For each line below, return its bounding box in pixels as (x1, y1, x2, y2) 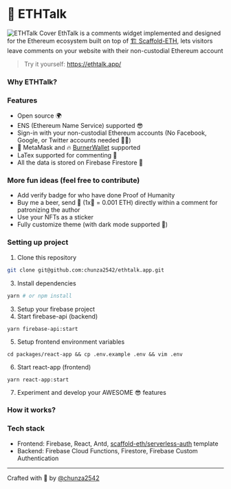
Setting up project (7, 237, 69, 247)
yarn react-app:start (7, 376, 69, 383)
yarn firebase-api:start (7, 325, 78, 332)
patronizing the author (16, 206, 80, 214)
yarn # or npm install (7, 292, 72, 299)
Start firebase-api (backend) (16, 312, 98, 320)
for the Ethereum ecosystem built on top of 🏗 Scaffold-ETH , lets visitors (7, 36, 213, 45)
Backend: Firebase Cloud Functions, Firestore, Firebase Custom (16, 446, 198, 455)
